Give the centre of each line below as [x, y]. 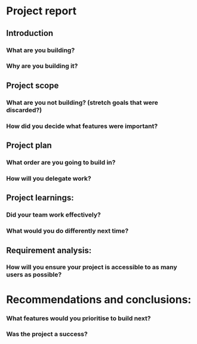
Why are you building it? [42, 66]
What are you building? [41, 50]
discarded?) [24, 110]
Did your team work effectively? [54, 215]
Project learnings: [40, 198]
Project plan [29, 146]
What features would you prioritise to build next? [79, 318]
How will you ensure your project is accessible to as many [92, 267]
